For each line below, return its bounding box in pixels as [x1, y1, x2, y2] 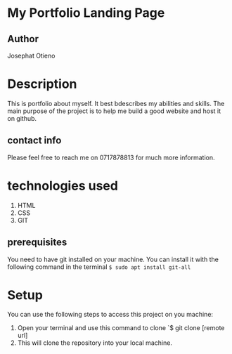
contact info [7, 135, 62, 147]
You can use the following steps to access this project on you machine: [7, 310, 213, 319]
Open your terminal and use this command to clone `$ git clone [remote [17, 324, 225, 332]
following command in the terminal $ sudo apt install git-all [7, 262, 191, 271]
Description [7, 76, 77, 92]
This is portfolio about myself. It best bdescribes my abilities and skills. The [7, 99, 225, 107]
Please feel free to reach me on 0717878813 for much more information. [7, 153, 215, 162]
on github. [7, 114, 37, 122]
